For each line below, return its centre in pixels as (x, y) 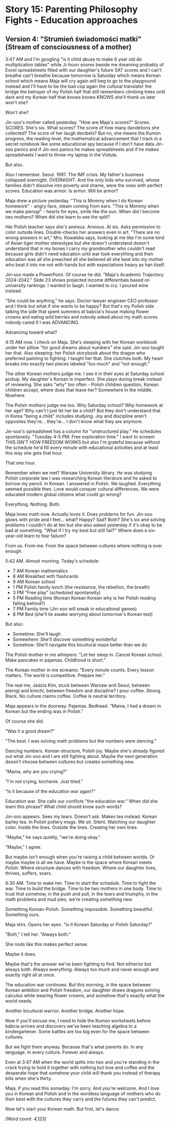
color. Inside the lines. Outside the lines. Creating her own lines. (72, 827)
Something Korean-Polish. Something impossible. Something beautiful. (79, 909)
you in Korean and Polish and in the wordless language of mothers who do (83, 1094)
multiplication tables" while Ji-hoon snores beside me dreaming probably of (84, 64)
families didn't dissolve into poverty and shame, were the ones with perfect (84, 185)
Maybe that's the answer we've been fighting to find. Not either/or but (78, 964)
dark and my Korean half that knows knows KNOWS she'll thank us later (80, 97)
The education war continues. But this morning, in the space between (78, 985)
